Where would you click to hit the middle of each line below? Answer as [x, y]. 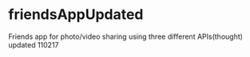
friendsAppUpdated [76, 15]
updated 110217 [34, 44]
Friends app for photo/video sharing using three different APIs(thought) [126, 36]
